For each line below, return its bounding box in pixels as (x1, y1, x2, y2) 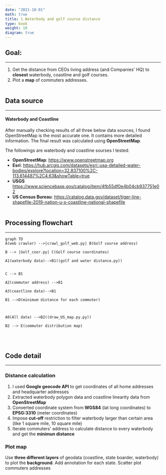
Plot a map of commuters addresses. (12, 77, 88, 83)
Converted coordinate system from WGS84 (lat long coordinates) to (12, 405, 151, 411)
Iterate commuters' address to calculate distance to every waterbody (12, 425, 153, 431)
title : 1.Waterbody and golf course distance (5, 16, 100, 21)
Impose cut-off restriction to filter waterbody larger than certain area (12, 415, 153, 421)
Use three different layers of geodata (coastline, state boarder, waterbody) (5, 455, 159, 461)
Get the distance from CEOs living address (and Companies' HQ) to (12, 66, 150, 72)
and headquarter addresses (12, 389, 69, 395)
